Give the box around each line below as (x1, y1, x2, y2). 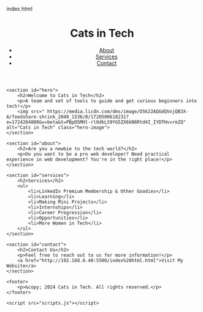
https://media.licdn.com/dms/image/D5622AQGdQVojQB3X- (47, 108, 189, 114)
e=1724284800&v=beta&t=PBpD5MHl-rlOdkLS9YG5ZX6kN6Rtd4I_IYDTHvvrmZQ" (6, 119, 187, 125)
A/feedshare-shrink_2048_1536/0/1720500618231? (6, 114, 129, 120)
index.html (6, 5, 33, 12)
